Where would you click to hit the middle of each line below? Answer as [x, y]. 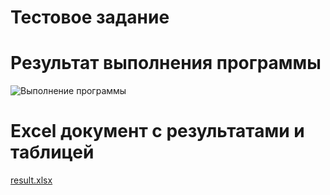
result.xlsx [31, 180]
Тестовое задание [90, 17]
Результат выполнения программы [166, 63]
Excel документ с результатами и [157, 131]
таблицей [52, 152]
